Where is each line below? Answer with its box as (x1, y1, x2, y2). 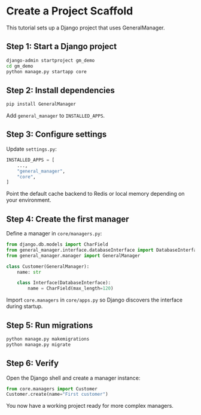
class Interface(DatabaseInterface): (17, 280, 111, 286)
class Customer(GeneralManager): (6, 263, 90, 270)
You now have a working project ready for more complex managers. (6, 402, 173, 410)
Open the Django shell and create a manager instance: (6, 374, 141, 381)
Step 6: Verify (6, 359, 59, 369)
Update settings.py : (6, 145, 57, 153)
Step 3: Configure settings (6, 129, 107, 139)
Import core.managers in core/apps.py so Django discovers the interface (6, 296, 183, 304)
